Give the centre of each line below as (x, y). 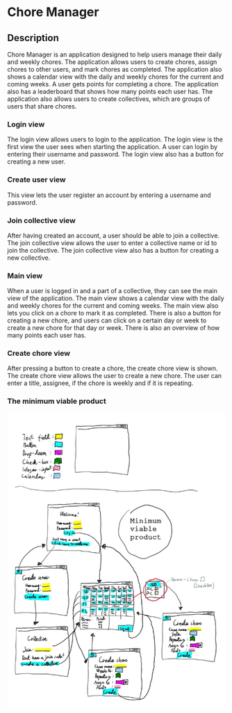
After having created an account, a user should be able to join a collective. (114, 235)
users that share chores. (42, 106)
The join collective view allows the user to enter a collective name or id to (112, 243)
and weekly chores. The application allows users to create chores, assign (112, 62)
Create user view (36, 180)
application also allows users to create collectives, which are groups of (109, 99)
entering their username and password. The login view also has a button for (116, 155)
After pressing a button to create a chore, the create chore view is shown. (113, 368)
